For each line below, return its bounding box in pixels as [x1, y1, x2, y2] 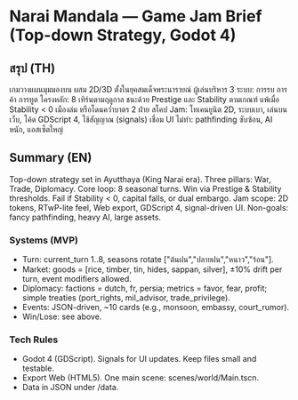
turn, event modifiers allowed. [21, 274, 132, 284]
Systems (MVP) [9, 234, 78, 246]
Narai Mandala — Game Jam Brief [9, 6, 262, 27]
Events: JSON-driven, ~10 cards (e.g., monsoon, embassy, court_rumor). [21, 302, 290, 313]
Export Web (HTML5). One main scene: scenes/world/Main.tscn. [21, 372, 260, 383]
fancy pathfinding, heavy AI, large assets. [9, 212, 162, 222]
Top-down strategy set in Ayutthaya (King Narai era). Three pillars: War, [9, 173, 271, 184]
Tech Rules [9, 333, 59, 346]
